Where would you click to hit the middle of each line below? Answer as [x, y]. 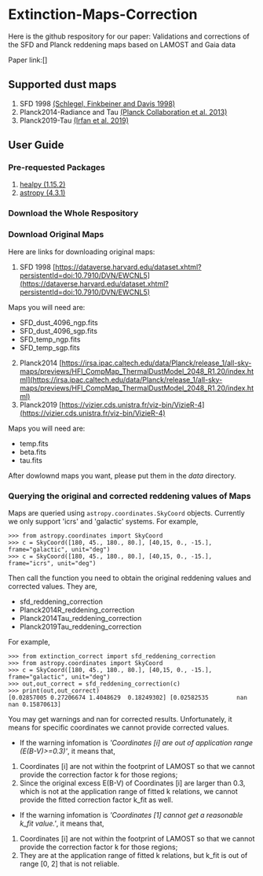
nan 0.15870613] [35, 704]
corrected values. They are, [53, 586]
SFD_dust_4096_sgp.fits [58, 331]
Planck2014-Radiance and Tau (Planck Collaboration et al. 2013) [123, 112]
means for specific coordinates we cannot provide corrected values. [119, 727]
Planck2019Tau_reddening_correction [80, 627]
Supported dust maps [62, 85]
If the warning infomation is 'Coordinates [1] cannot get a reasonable [131, 815]
